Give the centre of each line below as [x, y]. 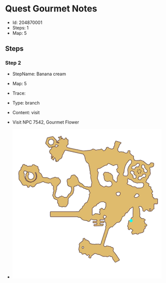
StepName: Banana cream [39, 74]
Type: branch [26, 103]
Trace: [19, 93]
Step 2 [13, 63]
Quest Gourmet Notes [51, 9]
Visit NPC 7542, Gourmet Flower [46, 122]
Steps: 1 [20, 27]
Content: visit [26, 112]
